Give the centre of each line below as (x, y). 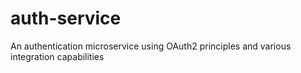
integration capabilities (57, 56)
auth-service (66, 18)
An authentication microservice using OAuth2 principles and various (151, 46)
